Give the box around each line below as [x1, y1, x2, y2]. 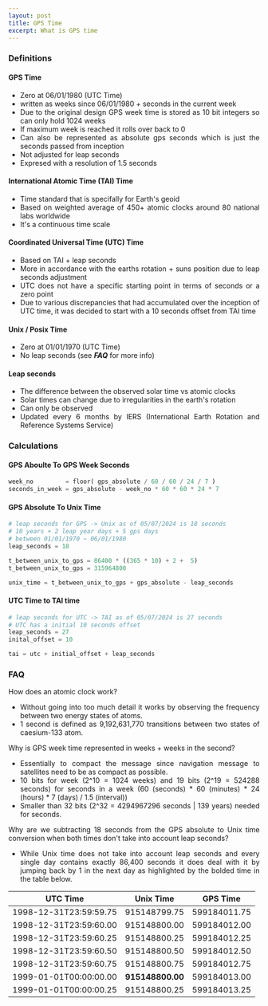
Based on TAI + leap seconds [19, 255, 117, 265]
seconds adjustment [19, 272, 88, 281]
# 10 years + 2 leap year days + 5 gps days [8, 528, 159, 536]
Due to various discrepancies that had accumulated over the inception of [19, 297, 260, 307]
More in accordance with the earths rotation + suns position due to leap [19, 264, 260, 273]
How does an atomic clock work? [8, 687, 118, 697]
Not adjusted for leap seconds [19, 149, 120, 159]
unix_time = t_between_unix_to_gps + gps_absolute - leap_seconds [8, 579, 234, 587]
